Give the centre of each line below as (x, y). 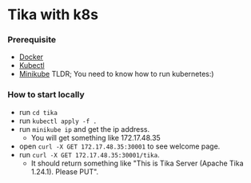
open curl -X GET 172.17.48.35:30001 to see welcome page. (120, 146)
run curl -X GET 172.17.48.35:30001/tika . (90, 154)
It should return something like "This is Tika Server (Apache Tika (137, 163)
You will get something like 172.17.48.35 (96, 137)
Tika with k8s (53, 15)
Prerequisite (32, 40)
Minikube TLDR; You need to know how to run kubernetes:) (116, 74)
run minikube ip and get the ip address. (84, 129)
